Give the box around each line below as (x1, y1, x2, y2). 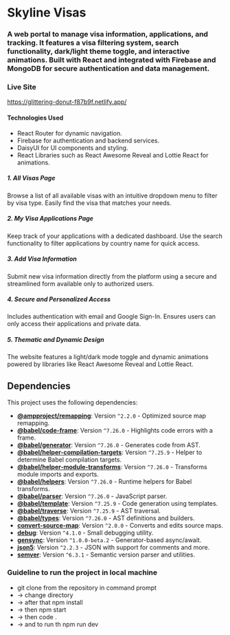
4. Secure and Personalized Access (7, 295, 111, 303)
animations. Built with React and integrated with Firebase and (7, 55, 216, 65)
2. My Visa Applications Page (7, 215, 94, 223)
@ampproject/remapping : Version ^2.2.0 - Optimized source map (16, 411, 207, 420)
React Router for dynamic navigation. (16, 129, 122, 137)
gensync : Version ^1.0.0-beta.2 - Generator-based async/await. (16, 536, 202, 544)
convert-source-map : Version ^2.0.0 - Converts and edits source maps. (16, 521, 223, 530)
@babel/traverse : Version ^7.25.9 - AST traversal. (16, 507, 161, 515)
